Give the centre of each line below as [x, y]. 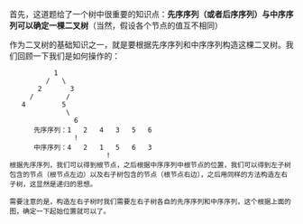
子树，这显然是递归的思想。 [53, 184]
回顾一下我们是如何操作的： [68, 56]
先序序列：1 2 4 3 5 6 [92, 130]
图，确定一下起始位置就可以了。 [60, 211]
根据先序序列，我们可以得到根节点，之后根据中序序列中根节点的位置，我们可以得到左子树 [150, 165]
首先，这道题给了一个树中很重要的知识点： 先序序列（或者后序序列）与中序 [147, 14]
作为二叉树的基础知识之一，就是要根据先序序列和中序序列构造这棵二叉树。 [147, 45]
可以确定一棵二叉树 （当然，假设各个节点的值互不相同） [119, 25]
